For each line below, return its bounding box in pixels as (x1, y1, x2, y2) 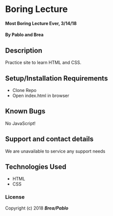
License (5, 193, 25, 200)
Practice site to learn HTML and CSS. (5, 59, 82, 65)
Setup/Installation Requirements (5, 74, 108, 82)
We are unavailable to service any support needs (5, 148, 106, 154)
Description (5, 46, 42, 54)
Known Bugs (5, 107, 46, 115)
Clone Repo (12, 87, 37, 93)
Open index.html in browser (12, 92, 70, 98)
